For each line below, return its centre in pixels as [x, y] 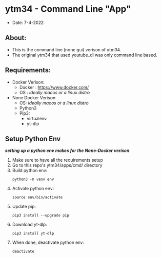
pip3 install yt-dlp [33, 234]
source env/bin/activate [37, 197]
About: [16, 38]
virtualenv [37, 118]
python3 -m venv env [33, 179]
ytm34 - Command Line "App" [68, 9]
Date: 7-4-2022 [28, 22]
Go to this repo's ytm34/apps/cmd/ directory [57, 165]
